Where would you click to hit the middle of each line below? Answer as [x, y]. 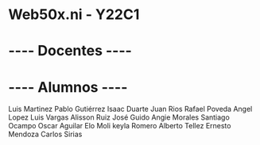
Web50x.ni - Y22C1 [74, 15]
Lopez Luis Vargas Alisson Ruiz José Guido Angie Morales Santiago [119, 117]
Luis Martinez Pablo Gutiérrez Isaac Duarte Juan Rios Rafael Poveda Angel [130, 109]
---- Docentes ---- [70, 51]
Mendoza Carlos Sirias [45, 134]
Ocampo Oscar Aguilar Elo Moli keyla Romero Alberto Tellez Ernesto [120, 126]
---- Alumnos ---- [68, 87]
